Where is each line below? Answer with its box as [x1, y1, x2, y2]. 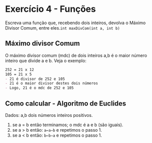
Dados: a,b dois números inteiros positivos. [5, 112, 93, 118]
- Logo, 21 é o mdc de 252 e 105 [5, 85, 74, 91]
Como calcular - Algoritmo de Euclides [5, 99, 126, 107]
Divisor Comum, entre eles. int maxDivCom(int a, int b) [5, 25, 120, 31]
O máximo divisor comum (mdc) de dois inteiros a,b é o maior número [5, 52, 147, 58]
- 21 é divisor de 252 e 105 [5, 76, 65, 81]
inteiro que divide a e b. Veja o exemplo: [5, 58, 86, 64]
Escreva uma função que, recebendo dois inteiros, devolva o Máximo [5, 20, 146, 26]
